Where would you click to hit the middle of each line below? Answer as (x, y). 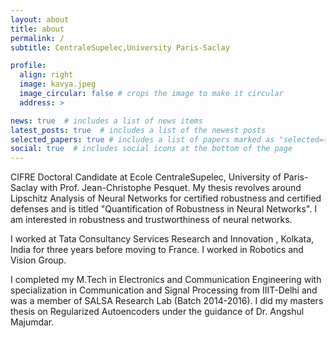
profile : (28, 66)
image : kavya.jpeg (58, 84)
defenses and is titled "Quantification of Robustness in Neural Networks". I (164, 209)
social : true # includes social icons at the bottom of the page (151, 149)
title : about (37, 29)
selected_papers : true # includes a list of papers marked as (142, 139)
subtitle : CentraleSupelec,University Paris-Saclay (120, 47)
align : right (46, 75)
